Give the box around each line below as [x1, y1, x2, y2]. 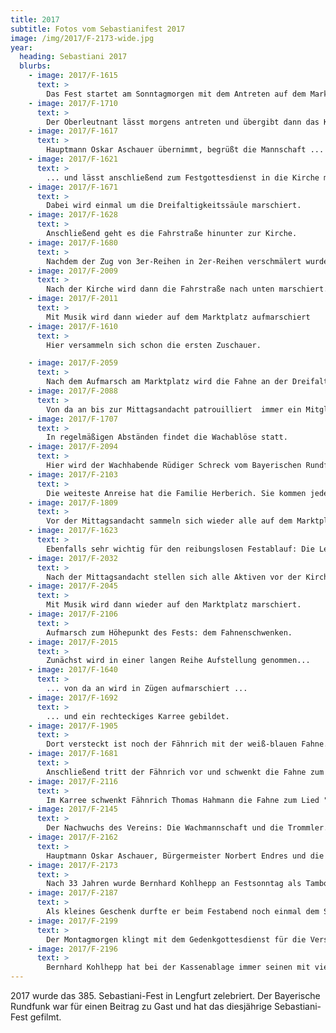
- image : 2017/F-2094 [28, 442, 118, 452]
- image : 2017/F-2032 [28, 553, 118, 563]
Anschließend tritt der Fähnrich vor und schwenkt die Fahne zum [46, 767, 325, 777]
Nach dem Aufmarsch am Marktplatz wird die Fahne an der [46, 377, 288, 387]
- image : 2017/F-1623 [28, 526, 118, 536]
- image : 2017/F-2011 [28, 294, 118, 304]
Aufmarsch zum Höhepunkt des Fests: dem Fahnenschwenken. [46, 627, 293, 638]
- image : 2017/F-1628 [28, 210, 118, 220]
